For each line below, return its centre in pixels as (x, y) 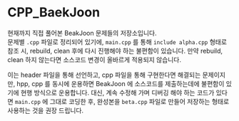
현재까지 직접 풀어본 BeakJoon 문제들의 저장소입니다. (82, 33)
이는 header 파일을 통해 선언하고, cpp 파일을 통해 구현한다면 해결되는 (104, 75)
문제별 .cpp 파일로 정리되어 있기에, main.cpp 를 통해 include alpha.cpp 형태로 (117, 42)
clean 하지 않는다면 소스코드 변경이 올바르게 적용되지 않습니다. (95, 59)
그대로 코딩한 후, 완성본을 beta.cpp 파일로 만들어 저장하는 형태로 (139, 101)
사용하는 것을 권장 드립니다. (46, 110)
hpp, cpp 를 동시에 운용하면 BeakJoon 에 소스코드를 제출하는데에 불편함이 (121, 83)
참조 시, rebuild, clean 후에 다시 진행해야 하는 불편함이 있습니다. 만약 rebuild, (115, 51)
